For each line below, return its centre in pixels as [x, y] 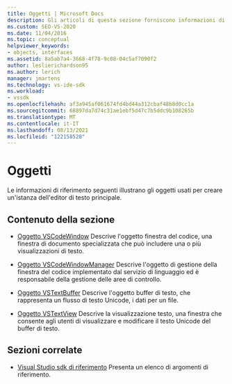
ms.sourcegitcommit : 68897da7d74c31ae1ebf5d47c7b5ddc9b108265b [101, 111]
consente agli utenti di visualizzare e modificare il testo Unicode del [114, 321]
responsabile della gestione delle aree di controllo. [89, 279]
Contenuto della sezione [61, 219]
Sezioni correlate [45, 350]
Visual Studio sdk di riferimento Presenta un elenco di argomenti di [113, 367]
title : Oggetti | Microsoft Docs [56, 14]
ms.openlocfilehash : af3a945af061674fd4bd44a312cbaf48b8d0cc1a [101, 104]
